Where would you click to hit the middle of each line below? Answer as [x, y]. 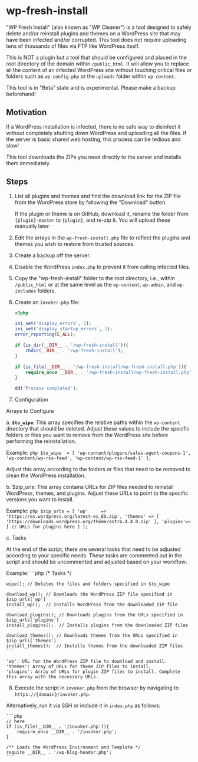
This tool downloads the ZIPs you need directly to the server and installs [94, 157]
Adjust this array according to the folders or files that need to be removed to [98, 469]
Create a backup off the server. [52, 255]
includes [25, 291]
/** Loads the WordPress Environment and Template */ [74, 747]
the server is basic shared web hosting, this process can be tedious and [93, 139]
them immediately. [29, 163]
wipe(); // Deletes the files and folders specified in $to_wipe [88, 584]
